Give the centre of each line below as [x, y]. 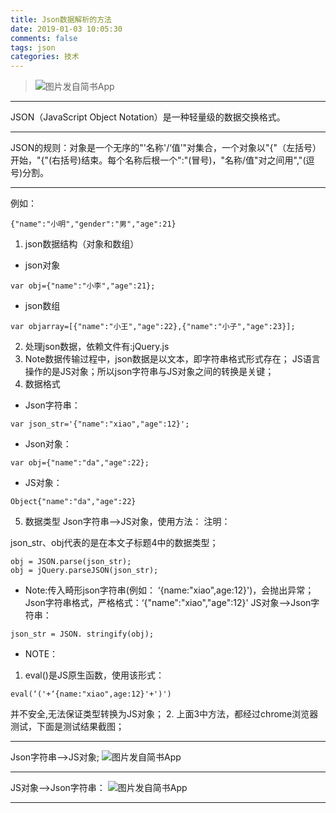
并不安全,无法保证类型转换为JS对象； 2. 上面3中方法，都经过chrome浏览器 [164, 714]
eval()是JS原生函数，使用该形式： [94, 675]
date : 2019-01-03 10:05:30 [66, 29]
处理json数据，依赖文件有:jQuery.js [97, 347]
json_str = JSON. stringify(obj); [82, 634]
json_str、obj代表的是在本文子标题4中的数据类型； [114, 543]
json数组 [42, 306]
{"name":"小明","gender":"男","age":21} [93, 224]
